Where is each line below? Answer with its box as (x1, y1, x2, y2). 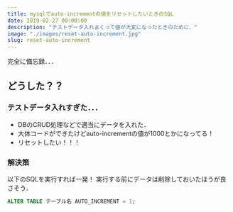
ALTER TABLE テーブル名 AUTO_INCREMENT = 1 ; (7, 198, 136, 206)
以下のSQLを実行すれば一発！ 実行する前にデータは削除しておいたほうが (7, 175, 220, 184)
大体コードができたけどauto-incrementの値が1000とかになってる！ (17, 129, 215, 138)
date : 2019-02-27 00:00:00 (7, 17, 87, 24)
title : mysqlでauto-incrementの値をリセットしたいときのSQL (7, 10, 174, 18)
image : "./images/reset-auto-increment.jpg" (7, 30, 141, 38)
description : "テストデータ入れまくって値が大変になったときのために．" (7, 23, 197, 30)
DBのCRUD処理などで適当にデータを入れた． (17, 120, 151, 128)
